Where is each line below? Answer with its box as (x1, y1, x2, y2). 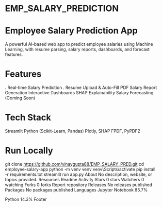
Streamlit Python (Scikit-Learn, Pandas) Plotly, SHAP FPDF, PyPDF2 (5, 128, 141, 134)
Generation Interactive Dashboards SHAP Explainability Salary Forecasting (5, 90, 154, 96)
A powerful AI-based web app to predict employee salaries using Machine (5, 41, 153, 47)
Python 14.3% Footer (5, 196, 47, 202)
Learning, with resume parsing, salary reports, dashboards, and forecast (5, 47, 150, 52)
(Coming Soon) (5, 95, 35, 101)
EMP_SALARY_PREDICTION (5, 3, 119, 14)
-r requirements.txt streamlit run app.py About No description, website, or (5, 171, 152, 177)
